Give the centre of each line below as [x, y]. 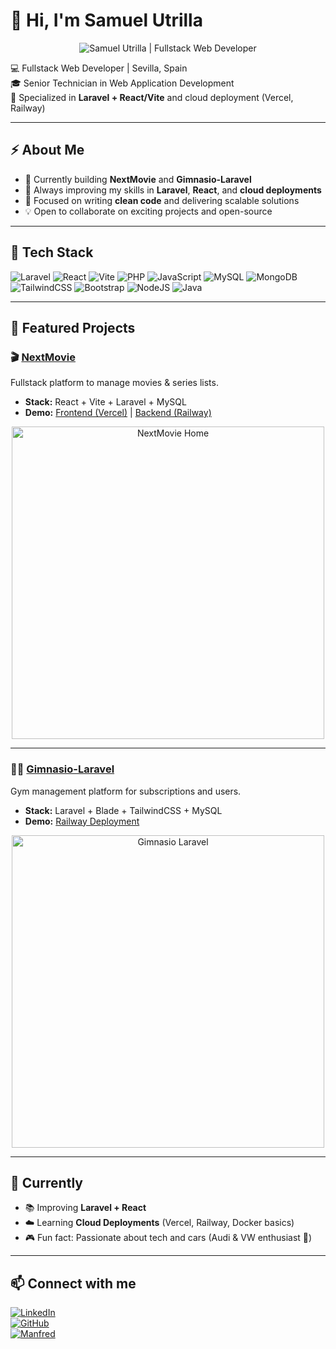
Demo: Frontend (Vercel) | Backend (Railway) [118, 413]
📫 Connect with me [73, 1283]
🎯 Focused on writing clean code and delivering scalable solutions [162, 200]
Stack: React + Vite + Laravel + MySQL [105, 402]
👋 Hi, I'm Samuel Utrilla [106, 20]
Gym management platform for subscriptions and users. [126, 791]
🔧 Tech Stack [52, 252]
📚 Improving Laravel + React [85, 1208]
